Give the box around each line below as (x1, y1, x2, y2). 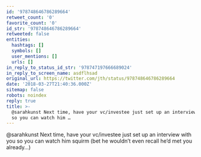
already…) (6, 144, 31, 151)
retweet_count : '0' (6, 14, 55, 20)
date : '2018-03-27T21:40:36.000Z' (6, 81, 93, 87)
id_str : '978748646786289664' (6, 25, 82, 32)
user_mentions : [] (11, 53, 58, 59)
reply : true (6, 98, 36, 104)
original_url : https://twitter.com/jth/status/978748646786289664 (6, 76, 175, 81)
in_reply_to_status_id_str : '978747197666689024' (6, 64, 133, 71)
